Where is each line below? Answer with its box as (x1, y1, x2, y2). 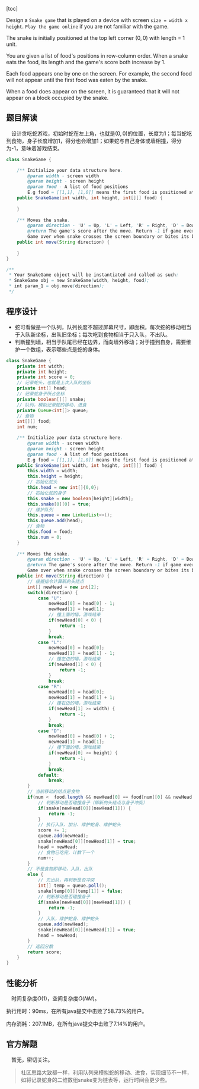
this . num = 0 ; (27, 534, 62, 540)
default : (37, 772, 60, 778)
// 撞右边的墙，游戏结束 (48, 700, 101, 707)
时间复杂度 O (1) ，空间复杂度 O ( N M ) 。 (11, 994, 100, 1002)
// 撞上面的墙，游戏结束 (48, 612, 101, 618)
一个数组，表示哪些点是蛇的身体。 (20, 346, 104, 353)
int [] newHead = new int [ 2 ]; (27, 584, 99, 590)
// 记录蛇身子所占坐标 (17, 391, 65, 397)
